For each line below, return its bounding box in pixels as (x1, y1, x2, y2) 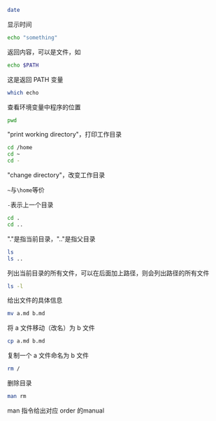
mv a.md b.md (7, 310, 45, 317)
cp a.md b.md (7, 338, 45, 345)
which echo (7, 89, 39, 96)
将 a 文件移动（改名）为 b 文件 (7, 324, 96, 332)
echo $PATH (7, 62, 39, 69)
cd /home (7, 144, 33, 151)
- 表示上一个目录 (7, 200, 54, 209)
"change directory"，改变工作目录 (7, 171, 106, 179)
